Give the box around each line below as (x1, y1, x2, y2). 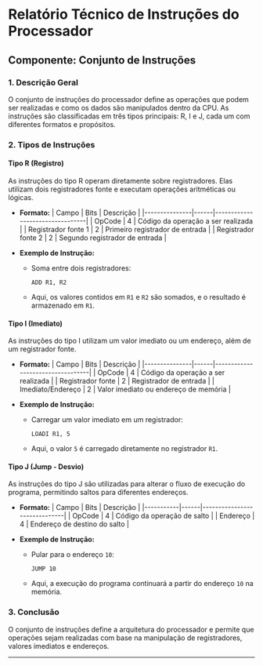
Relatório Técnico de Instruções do (8, 5, 240, 24)
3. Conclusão (8, 606, 60, 617)
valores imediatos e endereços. (8, 641, 110, 650)
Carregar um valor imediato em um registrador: (31, 415, 183, 424)
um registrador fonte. (8, 344, 77, 354)
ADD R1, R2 (31, 278, 67, 286)
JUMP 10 (31, 565, 56, 573)
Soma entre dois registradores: (31, 264, 131, 272)
